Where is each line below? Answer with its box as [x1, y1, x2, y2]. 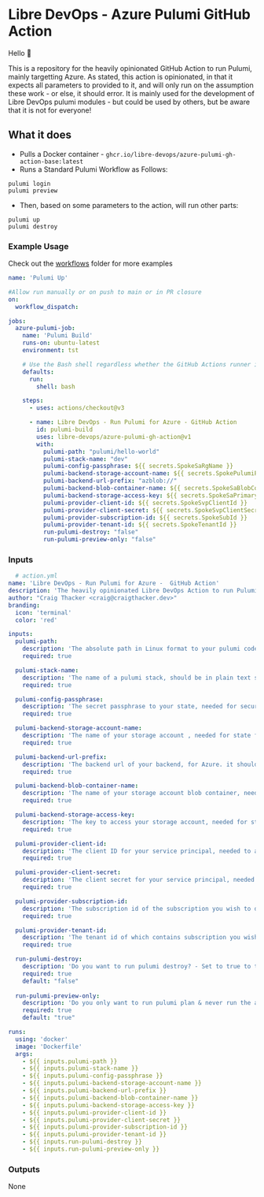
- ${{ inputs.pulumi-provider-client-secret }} [22, 1116, 181, 1124]
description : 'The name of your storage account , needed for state [22, 731, 251, 740]
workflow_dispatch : [15, 303, 79, 310]
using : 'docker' [15, 1035, 68, 1043]
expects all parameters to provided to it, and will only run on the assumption [8, 80, 254, 90]
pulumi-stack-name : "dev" [42, 455, 128, 463]
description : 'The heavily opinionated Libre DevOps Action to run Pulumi [8, 587, 258, 595]
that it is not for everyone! [8, 105, 92, 115]
